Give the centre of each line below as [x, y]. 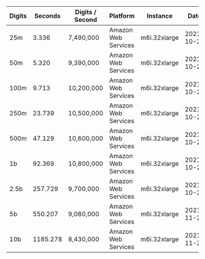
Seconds [48, 16]
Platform [122, 16]
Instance [160, 16]
